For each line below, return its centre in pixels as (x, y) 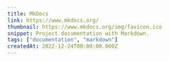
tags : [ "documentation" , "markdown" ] (63, 40)
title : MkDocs (28, 14)
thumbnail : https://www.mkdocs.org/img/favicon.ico (84, 27)
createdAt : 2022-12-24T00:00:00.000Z (63, 46)
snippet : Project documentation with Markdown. (79, 33)
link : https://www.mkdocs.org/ (53, 20)
